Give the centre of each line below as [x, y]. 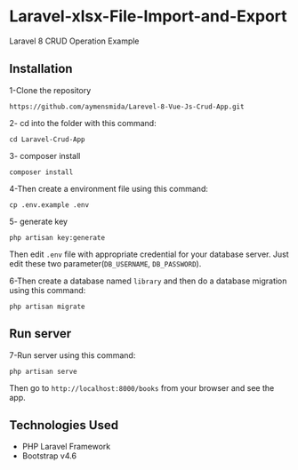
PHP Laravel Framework [66, 447]
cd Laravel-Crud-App [48, 139]
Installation [41, 69]
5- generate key [39, 221]
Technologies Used [64, 425]
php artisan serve [43, 371]
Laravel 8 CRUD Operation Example [74, 41]
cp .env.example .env [49, 205]
